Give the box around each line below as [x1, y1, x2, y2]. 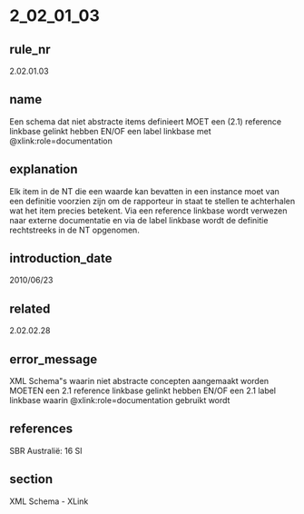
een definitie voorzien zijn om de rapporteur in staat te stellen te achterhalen [9, 195, 296, 206]
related [9, 301, 51, 316]
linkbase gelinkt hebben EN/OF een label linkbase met [9, 125, 211, 136]
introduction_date [9, 251, 113, 266]
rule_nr [9, 42, 52, 57]
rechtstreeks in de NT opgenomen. [9, 224, 141, 235]
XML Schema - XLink [9, 496, 89, 507]
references [9, 421, 74, 437]
